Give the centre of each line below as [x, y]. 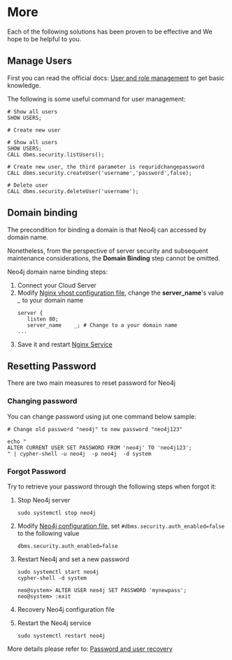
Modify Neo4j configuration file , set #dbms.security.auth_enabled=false [121, 526]
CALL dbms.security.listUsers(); [56, 155]
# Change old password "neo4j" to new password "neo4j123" [95, 429]
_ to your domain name [50, 300]
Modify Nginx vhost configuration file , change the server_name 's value [121, 293]
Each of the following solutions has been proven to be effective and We [110, 31]
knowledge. [24, 85]
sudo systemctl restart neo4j [61, 636]
